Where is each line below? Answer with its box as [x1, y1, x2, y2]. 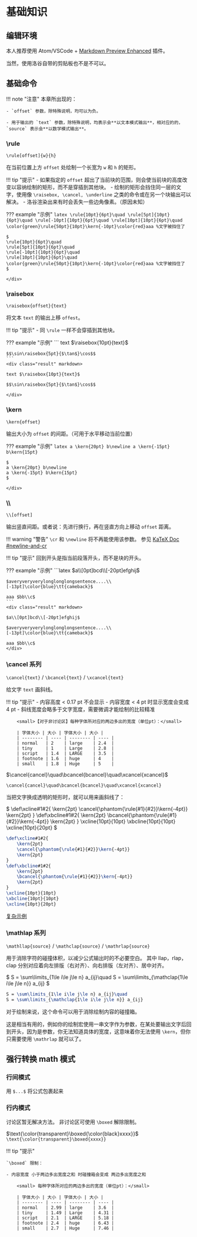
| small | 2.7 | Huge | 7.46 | [16, 1225, 115, 1231]
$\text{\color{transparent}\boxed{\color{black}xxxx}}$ [6, 1130, 139, 1137]
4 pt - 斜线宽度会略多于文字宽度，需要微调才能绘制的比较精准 [6, 706, 155, 713]
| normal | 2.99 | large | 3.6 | [16, 1205, 115, 1211]
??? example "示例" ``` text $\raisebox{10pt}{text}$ [6, 339, 129, 346]
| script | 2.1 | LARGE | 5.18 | [16, 1215, 115, 1221]
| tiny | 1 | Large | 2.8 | [16, 745, 115, 751]
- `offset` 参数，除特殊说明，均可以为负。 [6, 108, 101, 114]
